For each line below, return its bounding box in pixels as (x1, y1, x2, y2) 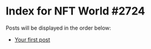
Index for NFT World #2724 (5, 4, 146, 18)
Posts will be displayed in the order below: (5, 24, 112, 31)
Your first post (14, 36, 50, 43)
